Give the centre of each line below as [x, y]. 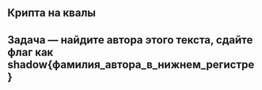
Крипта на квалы [52, 13]
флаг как [30, 52]
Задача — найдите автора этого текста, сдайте [130, 40]
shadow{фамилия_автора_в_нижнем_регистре [131, 64]
